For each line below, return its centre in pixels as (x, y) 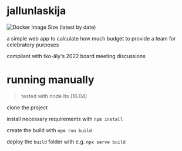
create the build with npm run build (49, 130)
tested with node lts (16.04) (54, 96)
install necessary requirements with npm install (65, 119)
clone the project (27, 108)
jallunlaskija (36, 11)
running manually (50, 80)
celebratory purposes (33, 45)
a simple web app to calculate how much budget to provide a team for (91, 38)
